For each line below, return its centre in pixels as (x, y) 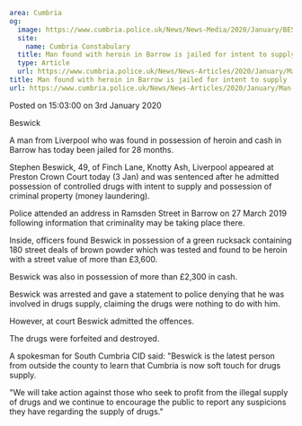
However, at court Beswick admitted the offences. (102, 321)
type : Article (44, 63)
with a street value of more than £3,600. (84, 259)
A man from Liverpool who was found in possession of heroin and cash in (146, 140)
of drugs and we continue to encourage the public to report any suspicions (148, 402)
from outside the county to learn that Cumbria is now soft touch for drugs (145, 365)
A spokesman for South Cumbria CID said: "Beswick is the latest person (142, 356)
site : (28, 38)
